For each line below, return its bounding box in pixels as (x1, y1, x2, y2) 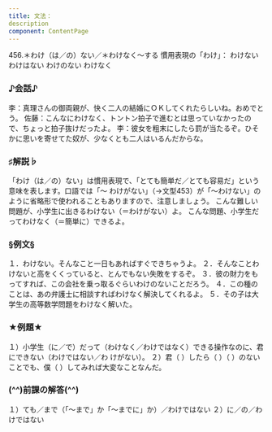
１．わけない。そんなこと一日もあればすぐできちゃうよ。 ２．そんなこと (8, 259, 253, 268)
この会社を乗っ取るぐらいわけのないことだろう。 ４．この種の (50, 279, 258, 289)
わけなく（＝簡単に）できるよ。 (22, 216, 130, 226)
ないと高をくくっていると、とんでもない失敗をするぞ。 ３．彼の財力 (15, 269, 244, 279)
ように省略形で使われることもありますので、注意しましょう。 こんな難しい (8, 196, 258, 206)
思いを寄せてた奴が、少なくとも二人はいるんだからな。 (22, 133, 208, 143)
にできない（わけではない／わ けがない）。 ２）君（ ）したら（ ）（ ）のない (8, 351, 261, 362)
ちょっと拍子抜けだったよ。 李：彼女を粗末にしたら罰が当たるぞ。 (22, 123, 245, 133)
